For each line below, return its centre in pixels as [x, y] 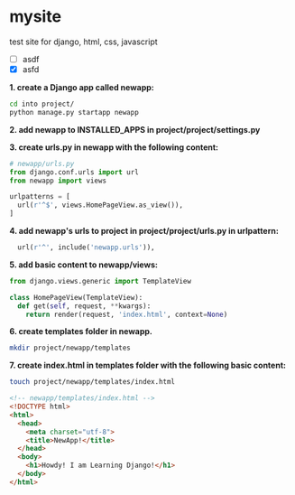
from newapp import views [58, 181]
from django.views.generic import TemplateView [101, 281]
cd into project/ [42, 104]
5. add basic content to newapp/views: [83, 265]
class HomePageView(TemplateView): [76, 297]
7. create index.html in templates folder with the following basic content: [148, 365]
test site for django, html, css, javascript [83, 42]
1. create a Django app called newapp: [82, 88]
